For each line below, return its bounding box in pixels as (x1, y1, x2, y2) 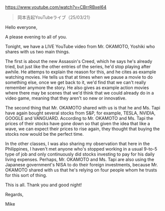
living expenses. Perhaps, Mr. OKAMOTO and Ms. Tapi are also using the (5, 157, 155, 162)
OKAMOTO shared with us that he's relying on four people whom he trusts (5, 167, 158, 173)
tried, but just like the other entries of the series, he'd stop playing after (5, 64, 151, 69)
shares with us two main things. (5, 49, 70, 54)
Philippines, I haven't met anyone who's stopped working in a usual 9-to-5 (5, 146, 158, 152)
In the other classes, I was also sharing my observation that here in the (5, 141, 150, 147)
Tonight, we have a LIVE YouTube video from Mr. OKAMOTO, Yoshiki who (5, 44, 155, 49)
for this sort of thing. (5, 172, 47, 178)
